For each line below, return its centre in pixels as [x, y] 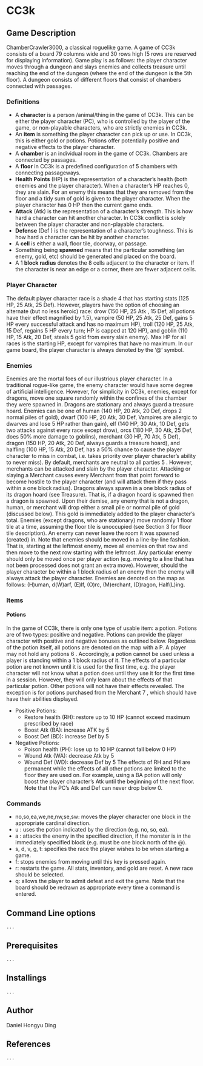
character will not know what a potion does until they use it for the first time [101, 674]
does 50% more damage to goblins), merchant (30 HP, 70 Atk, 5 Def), [93, 436]
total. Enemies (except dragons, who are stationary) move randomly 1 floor [99, 520]
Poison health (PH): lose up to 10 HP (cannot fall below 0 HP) [100, 749]
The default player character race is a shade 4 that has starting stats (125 [98, 298]
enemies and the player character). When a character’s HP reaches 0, [102, 186]
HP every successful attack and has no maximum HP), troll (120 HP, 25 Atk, [100, 324]
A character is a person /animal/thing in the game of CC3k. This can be [104, 115]
